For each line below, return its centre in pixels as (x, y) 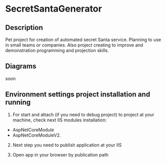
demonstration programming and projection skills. (57, 50)
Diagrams (21, 66)
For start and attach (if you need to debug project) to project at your (83, 114)
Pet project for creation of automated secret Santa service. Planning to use (83, 39)
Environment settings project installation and (78, 94)
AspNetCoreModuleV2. (37, 135)
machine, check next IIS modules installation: (60, 120)
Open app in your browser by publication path (60, 154)
